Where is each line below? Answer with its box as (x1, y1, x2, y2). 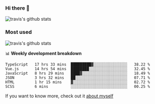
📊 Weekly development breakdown (5, 50, 82, 56)
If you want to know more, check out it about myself (5, 93, 114, 99)
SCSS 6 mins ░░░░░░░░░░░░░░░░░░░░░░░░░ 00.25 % (5, 84, 150, 89)
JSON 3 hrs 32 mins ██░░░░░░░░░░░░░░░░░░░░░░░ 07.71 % (5, 75, 150, 80)
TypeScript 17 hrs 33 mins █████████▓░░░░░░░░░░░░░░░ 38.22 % (5, 62, 150, 67)
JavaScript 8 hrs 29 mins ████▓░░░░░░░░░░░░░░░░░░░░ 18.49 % (5, 71, 150, 76)
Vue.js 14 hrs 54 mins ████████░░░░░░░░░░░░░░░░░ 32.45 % (5, 66, 150, 71)
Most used (5, 29, 32, 36)
